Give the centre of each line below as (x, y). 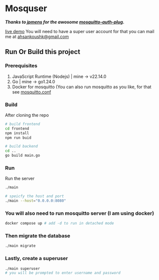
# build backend (21, 147)
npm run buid (18, 138)
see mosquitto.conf (32, 92)
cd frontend (17, 129)
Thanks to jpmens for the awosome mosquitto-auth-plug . (65, 22)
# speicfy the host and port (35, 196)
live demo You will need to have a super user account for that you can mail (80, 31)
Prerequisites (21, 66)
